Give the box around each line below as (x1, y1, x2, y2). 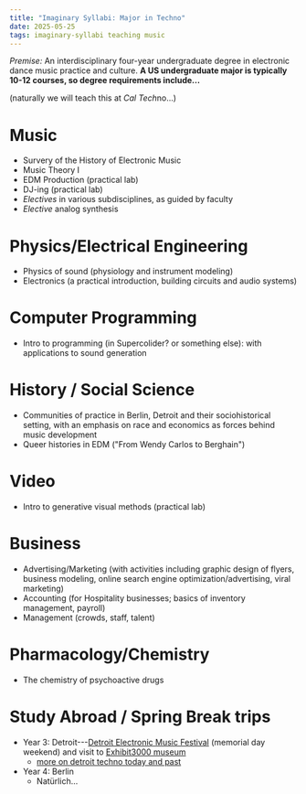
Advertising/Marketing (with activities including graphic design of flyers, (22, 563, 295, 574)
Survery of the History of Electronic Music (22, 155, 182, 166)
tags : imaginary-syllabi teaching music (9, 30, 166, 39)
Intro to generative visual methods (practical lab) (22, 501, 206, 512)
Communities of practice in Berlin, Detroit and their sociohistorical (22, 410, 271, 421)
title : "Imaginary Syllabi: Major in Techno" (9, 13, 185, 23)
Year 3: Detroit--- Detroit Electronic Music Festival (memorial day (22, 736, 266, 747)
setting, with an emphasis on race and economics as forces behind (22, 420, 276, 431)
